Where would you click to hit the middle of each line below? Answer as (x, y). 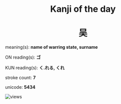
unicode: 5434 (20, 87)
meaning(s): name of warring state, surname (51, 47)
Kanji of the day (83, 9)
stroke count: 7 (20, 78)
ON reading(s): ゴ (23, 57)
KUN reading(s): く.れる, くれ (35, 68)
